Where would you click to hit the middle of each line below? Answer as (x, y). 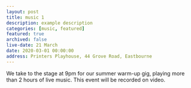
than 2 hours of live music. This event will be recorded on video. (86, 80)
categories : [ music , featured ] (45, 28)
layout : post (23, 12)
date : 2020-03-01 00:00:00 (40, 51)
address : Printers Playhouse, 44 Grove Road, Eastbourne (79, 56)
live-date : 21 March (32, 45)
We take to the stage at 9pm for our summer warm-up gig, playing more (95, 73)
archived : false (27, 40)
